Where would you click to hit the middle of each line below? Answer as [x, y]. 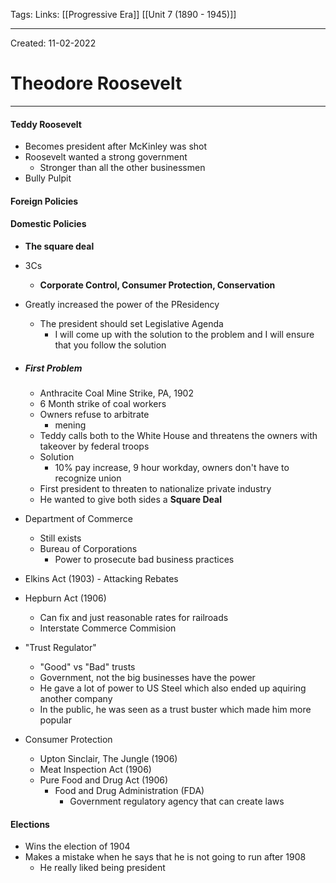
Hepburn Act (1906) [65, 598]
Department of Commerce [78, 518]
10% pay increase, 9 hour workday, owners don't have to [172, 467]
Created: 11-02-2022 [53, 43]
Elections [30, 824]
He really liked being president [102, 868]
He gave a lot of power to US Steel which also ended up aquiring [173, 688]
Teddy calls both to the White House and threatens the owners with [178, 435]
